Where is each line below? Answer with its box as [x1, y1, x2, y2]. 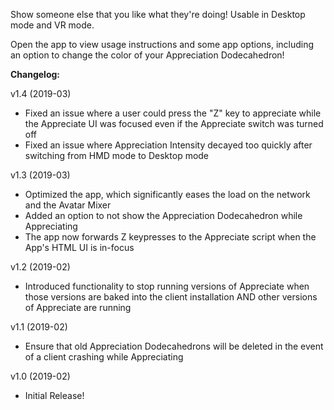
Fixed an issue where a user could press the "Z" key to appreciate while [24, 107, 322, 119]
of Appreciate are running [24, 302, 132, 313]
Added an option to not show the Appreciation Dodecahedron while [24, 210, 303, 221]
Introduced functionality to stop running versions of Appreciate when [24, 280, 310, 292]
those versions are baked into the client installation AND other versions [24, 291, 318, 303]
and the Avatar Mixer [24, 199, 112, 211]
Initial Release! [24, 390, 85, 401]
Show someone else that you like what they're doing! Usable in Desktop [10, 9, 306, 20]
